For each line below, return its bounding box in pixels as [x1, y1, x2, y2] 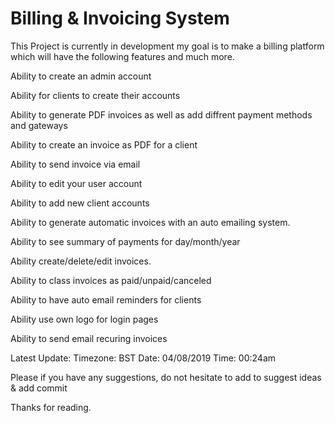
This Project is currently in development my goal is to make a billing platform [10, 40, 325, 52]
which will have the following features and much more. [10, 50, 235, 62]
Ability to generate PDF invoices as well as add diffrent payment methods [10, 108, 313, 121]
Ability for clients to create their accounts [10, 89, 181, 101]
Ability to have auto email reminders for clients [10, 293, 202, 306]
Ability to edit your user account [10, 177, 143, 189]
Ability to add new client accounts [10, 197, 150, 209]
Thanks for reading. [10, 401, 92, 413]
